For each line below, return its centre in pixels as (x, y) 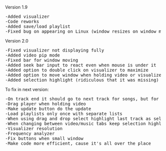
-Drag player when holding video (46, 104)
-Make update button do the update (48, 109)
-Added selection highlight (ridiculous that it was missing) (82, 80)
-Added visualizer (27, 17)
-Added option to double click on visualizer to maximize (77, 70)
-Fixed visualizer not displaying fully (55, 50)
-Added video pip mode (33, 55)
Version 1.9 (17, 7)
